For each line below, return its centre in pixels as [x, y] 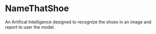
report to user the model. [30, 27]
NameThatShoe [37, 8]
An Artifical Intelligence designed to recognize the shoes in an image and [78, 22]
